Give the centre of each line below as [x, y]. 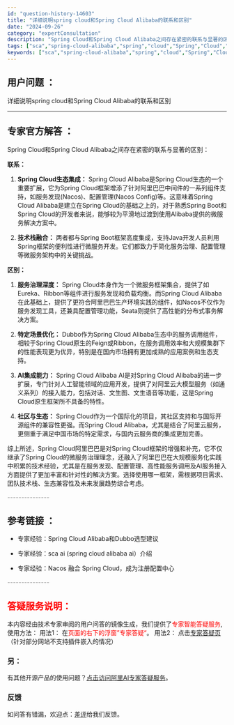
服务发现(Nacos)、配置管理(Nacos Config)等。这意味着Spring [124, 197]
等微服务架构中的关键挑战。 [57, 254]
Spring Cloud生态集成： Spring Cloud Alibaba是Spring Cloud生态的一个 [120, 179]
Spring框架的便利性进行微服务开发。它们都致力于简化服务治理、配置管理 [122, 246]
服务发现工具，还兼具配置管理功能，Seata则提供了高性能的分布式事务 [117, 310]
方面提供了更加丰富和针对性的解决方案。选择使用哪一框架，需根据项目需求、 [117, 474]
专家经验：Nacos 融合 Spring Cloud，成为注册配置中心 [96, 568]
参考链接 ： [31, 520]
